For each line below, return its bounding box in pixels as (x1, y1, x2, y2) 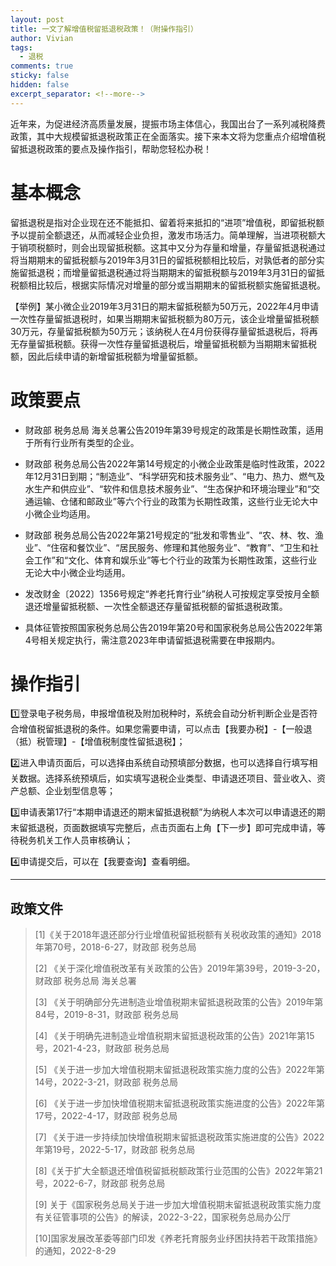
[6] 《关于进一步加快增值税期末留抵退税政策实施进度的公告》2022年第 (34, 1097, 326, 1110)
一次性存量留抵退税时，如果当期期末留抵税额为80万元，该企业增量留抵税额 (10, 312, 320, 325)
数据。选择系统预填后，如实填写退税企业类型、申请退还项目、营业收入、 (18, 772, 317, 785)
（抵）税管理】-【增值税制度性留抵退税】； (10, 736, 186, 748)
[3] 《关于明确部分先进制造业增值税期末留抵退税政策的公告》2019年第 (34, 996, 324, 1008)
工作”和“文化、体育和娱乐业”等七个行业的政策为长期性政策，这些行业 (33, 554, 318, 566)
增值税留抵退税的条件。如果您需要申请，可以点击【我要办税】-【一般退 (18, 723, 313, 735)
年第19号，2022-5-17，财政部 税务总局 (34, 1144, 196, 1156)
